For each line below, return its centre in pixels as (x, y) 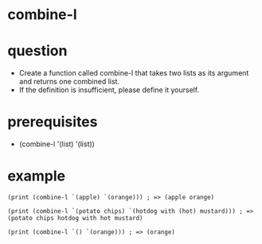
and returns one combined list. (69, 82)
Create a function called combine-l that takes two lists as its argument (134, 73)
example (37, 176)
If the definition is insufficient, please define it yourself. (109, 90)
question (37, 51)
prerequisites (53, 122)
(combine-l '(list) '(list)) (57, 144)
